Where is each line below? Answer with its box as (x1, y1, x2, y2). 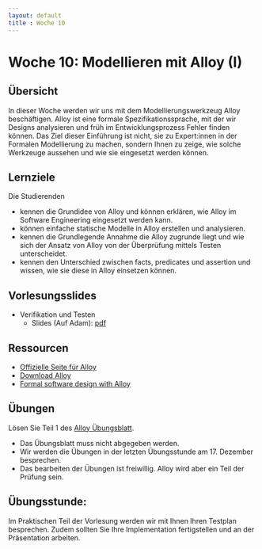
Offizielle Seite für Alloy (19, 362, 97, 372)
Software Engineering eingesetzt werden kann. (19, 215, 173, 225)
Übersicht (8, 85, 59, 98)
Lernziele (8, 170, 55, 184)
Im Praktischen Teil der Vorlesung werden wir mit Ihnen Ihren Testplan (8, 516, 237, 525)
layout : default (8, 11, 62, 20)
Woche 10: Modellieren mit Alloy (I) (8, 53, 243, 71)
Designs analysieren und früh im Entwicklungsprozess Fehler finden (8, 122, 230, 132)
